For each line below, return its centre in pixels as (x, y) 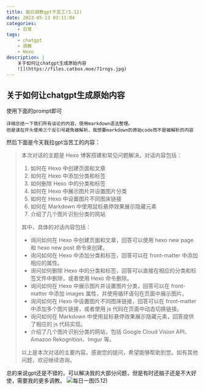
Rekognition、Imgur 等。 (84, 339)
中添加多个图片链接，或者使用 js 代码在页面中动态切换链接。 (106, 309)
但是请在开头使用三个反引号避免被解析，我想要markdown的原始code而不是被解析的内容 (100, 130)
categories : (21, 23)
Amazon (41, 339)
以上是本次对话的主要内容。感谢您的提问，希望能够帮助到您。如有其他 (110, 353)
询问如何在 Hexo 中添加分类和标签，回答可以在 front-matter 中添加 (114, 256)
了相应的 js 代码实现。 (58, 324)
